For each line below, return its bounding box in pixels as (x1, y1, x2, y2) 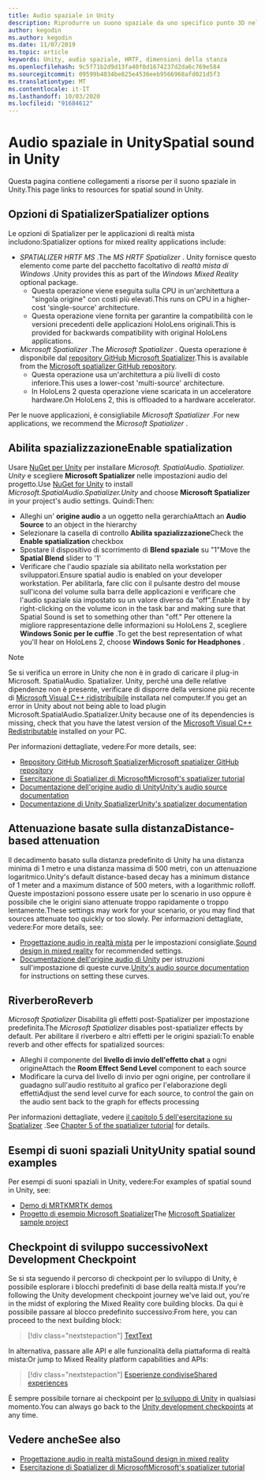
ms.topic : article (8, 48, 69, 56)
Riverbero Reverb (8, 994, 94, 1007)
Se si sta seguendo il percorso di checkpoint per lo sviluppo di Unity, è (8, 1273, 238, 1283)
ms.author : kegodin (8, 33, 73, 42)
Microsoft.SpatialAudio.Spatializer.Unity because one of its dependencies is (8, 710, 255, 719)
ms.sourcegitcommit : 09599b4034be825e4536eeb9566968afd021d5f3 (8, 70, 221, 78)
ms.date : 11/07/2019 (8, 41, 77, 49)
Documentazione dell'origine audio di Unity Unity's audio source (19, 782, 227, 792)
